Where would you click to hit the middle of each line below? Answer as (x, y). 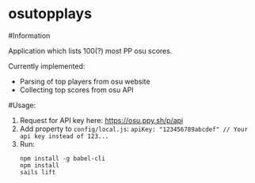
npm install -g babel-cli (62, 159)
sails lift (38, 172)
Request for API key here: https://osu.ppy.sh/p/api (101, 120)
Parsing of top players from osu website (85, 81)
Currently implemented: (47, 66)
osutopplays (50, 14)
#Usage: (22, 105)
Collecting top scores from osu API (76, 90)
